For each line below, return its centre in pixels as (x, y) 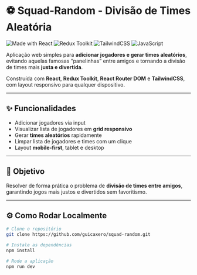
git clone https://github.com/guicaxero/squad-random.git (78, 235)
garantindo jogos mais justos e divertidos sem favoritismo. (77, 192)
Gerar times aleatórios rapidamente (58, 135)
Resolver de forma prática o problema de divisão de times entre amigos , (94, 185)
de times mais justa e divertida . (45, 67)
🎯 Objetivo (26, 172)
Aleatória (29, 27)
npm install (21, 250)
